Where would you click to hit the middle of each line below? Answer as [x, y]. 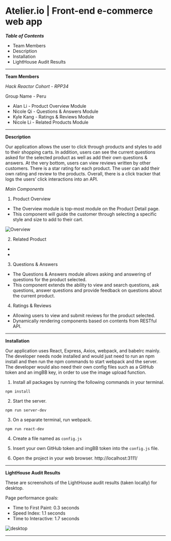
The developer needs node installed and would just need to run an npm [80, 356]
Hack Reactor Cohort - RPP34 [37, 86]
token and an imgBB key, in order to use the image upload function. [76, 372]
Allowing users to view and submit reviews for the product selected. [84, 315]
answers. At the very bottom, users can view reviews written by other [78, 163]
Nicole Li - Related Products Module [51, 122]
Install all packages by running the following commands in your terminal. [88, 382]
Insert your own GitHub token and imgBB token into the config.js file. [86, 448]
